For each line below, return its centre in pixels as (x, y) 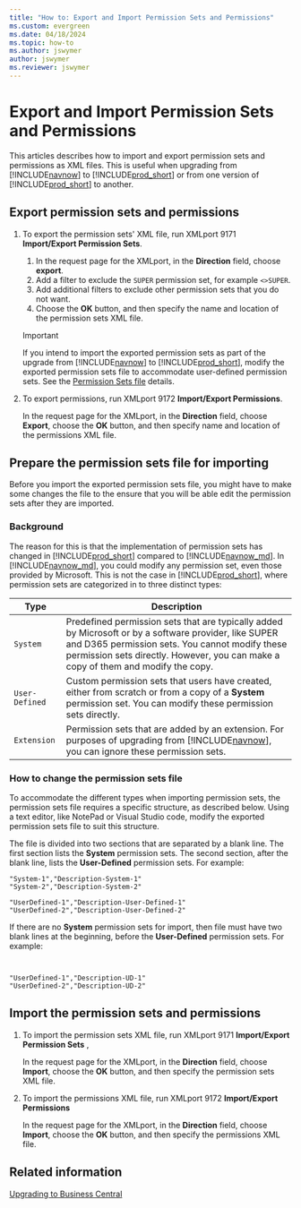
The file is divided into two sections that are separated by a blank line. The (146, 844)
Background (37, 527)
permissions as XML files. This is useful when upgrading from (123, 165)
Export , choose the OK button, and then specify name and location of (151, 425)
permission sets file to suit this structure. (84, 827)
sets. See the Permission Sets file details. (98, 381)
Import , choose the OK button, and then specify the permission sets (148, 1071)
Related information (66, 1173)
